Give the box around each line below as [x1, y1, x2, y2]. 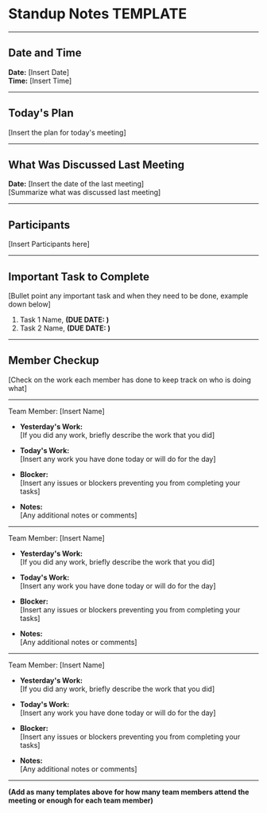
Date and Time [8, 46, 82, 60]
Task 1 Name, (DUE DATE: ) [19, 315, 110, 324]
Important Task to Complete [8, 270, 149, 283]
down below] [8, 299, 52, 309]
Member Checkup [8, 354, 99, 367]
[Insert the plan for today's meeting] [8, 127, 127, 137]
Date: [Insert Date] [8, 67, 70, 76]
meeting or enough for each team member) [8, 795, 153, 805]
